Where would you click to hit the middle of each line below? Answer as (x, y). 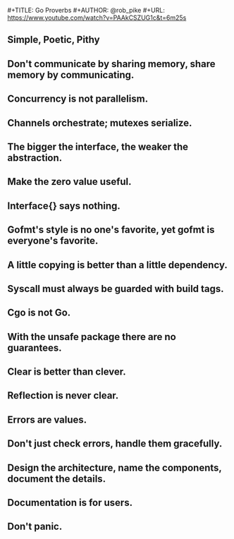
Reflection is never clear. (63, 395)
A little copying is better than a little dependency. (117, 265)
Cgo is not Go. (39, 313)
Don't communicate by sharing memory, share (112, 64)
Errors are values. (47, 419)
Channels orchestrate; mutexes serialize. (100, 123)
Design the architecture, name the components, (115, 467)
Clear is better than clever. (67, 372)
